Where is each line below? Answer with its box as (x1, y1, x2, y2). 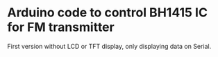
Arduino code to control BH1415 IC (7, 5, 208, 21)
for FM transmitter (7, 19, 115, 35)
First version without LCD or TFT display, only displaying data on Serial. (7, 42, 212, 50)
